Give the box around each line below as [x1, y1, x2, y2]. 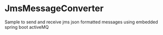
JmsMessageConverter [4, 3, 104, 14]
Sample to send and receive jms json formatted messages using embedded [4, 19, 159, 25]
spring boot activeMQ [4, 24, 49, 30]
